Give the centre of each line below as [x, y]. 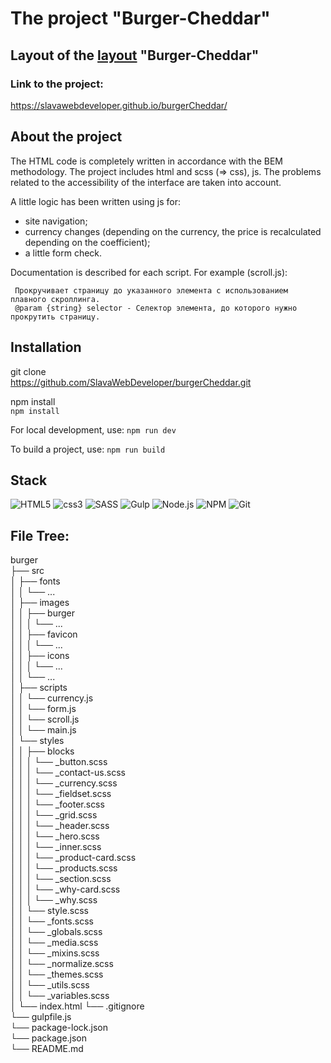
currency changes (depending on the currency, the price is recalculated [173, 231]
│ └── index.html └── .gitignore [77, 1006]
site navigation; [56, 221]
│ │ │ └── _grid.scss [54, 815]
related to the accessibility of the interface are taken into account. [146, 182]
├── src [27, 571]
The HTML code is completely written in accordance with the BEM [146, 161]
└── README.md [47, 1049]
